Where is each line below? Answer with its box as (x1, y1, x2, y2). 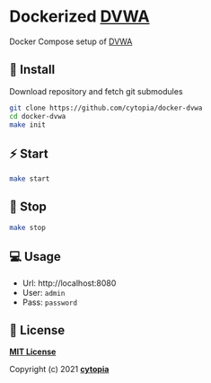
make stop (9, 223, 47, 232)
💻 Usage (9, 249, 61, 264)
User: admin (22, 287, 66, 298)
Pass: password (22, 297, 78, 307)
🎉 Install (9, 62, 56, 77)
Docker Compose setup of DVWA (9, 36, 133, 47)
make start (9, 174, 50, 183)
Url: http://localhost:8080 (22, 277, 117, 289)
